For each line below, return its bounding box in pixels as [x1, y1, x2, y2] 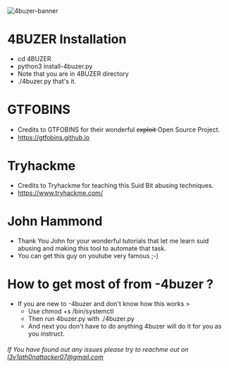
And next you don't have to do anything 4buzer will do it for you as [27, 322, 222, 330]
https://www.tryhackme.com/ [17, 189, 104, 197]
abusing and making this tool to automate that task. [17, 243, 167, 253]
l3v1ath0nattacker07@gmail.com [7, 353, 104, 362]
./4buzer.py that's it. [17, 77, 76, 85]
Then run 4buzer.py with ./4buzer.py [27, 314, 135, 323]
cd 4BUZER [17, 54, 51, 63]
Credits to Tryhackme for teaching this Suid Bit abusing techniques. [17, 181, 214, 189]
